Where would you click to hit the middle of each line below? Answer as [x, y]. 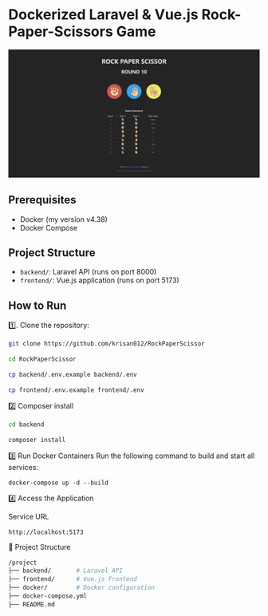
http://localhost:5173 [46, 532]
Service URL [29, 516]
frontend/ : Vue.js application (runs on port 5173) [99, 280]
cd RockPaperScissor [43, 359]
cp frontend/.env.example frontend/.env [77, 390]
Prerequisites [42, 200]
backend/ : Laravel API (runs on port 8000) [88, 272]
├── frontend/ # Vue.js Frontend [73, 579]
